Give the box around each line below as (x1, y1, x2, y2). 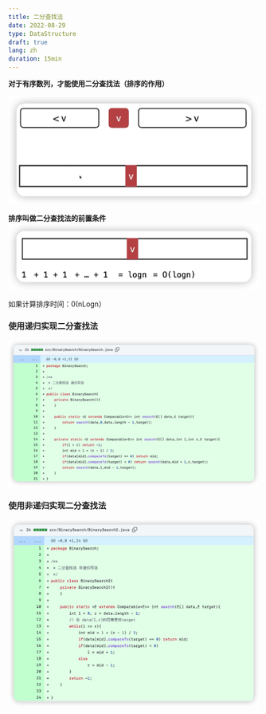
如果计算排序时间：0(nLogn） (8, 299, 106, 309)
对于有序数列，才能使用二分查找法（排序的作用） (8, 79, 169, 88)
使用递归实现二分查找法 (8, 321, 98, 332)
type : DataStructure (8, 30, 77, 37)
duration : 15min (8, 55, 62, 63)
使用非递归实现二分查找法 (8, 500, 107, 511)
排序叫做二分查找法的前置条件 (8, 214, 106, 223)
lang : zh (8, 46, 37, 55)
